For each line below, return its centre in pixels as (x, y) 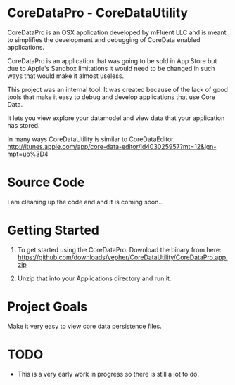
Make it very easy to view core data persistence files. (84, 326)
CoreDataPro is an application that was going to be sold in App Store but (112, 60)
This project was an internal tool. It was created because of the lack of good (118, 89)
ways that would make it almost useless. (66, 76)
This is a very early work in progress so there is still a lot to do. (108, 374)
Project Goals (47, 306)
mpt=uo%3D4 (28, 154)
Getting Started (53, 230)
